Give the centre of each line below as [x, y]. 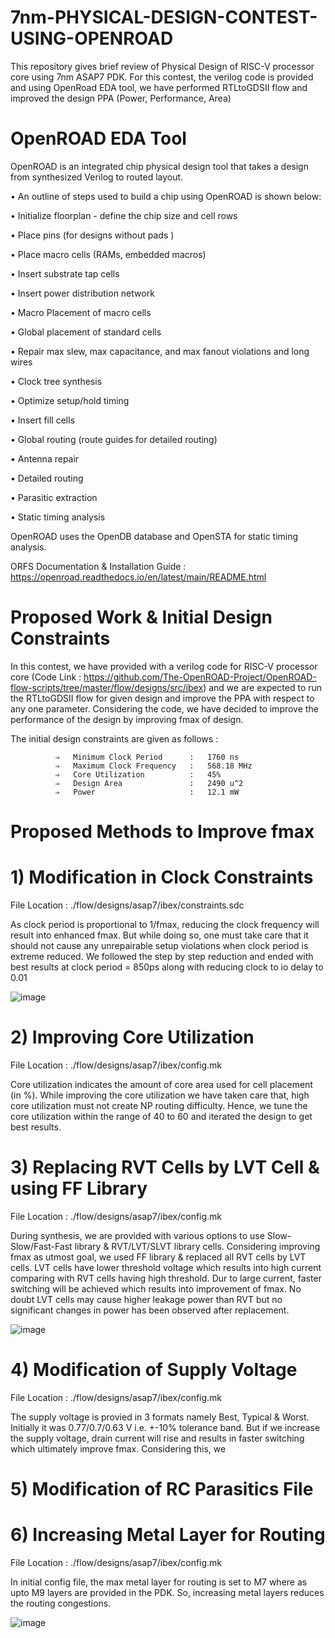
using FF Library [79, 1188]
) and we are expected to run [263, 687]
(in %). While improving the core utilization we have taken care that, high [160, 1095]
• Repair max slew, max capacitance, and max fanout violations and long [160, 351]
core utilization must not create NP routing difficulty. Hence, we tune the [159, 1105]
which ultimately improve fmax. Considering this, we [118, 1448]
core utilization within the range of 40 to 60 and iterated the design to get [161, 1116]
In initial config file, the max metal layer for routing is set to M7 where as [159, 1582]
